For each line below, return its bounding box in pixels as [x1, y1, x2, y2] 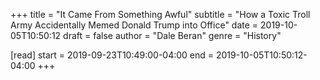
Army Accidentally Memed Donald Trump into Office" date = [10, 19, 259, 31]
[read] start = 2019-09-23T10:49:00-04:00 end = [10, 49, 215, 61]
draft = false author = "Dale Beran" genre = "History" [63, 30, 282, 41]
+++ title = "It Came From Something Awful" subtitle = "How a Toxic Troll [10, 9, 311, 20]
